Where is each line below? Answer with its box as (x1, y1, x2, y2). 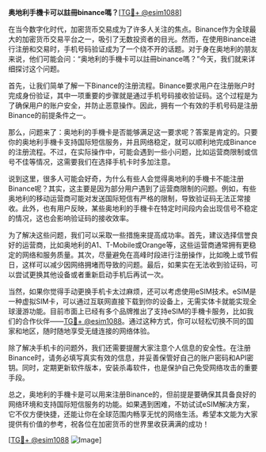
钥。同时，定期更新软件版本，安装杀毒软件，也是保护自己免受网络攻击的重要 (8, 363, 258, 372)
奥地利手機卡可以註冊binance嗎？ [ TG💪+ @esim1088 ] (8, 8, 182, 17)
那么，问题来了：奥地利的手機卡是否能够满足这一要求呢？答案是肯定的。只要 (8, 127, 258, 137)
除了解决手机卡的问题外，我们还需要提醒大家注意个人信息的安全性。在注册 (8, 344, 251, 352)
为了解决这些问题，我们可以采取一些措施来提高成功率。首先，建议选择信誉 (8, 230, 251, 240)
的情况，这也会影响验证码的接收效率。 (8, 214, 133, 222)
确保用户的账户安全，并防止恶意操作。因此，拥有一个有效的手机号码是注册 (14, 101, 258, 110)
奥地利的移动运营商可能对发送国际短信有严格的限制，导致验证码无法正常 (8, 194, 244, 203)
